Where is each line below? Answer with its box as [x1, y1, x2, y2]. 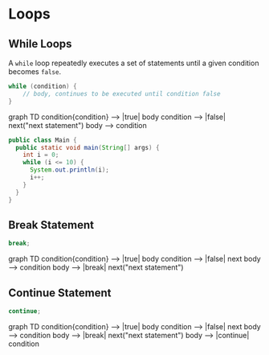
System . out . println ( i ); [29, 166, 110, 174]
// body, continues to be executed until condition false [22, 89, 221, 97]
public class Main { [8, 136, 78, 144]
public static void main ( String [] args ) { [15, 143, 160, 151]
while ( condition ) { [8, 82, 78, 90]
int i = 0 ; [22, 151, 59, 159]
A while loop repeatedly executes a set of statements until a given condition [8, 58, 259, 68]
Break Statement [8, 218, 95, 232]
